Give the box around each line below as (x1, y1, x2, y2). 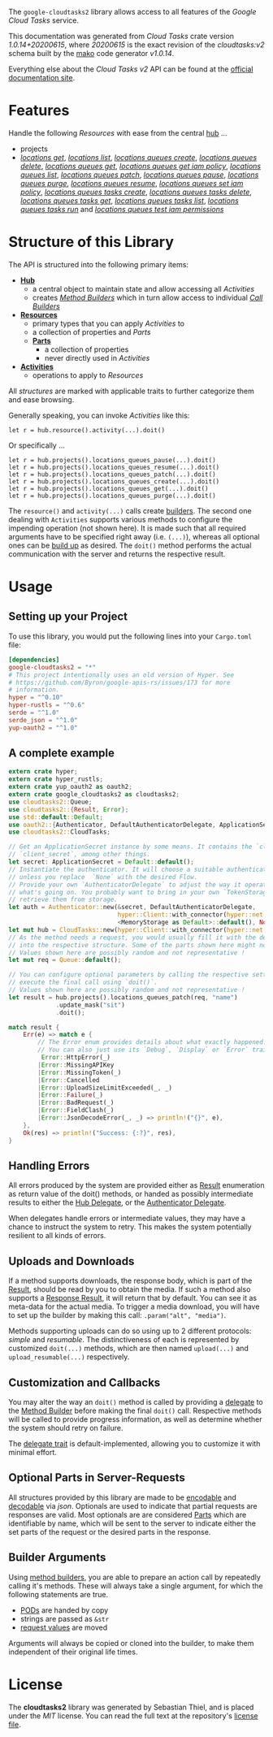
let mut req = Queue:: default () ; (8, 956, 122, 964)
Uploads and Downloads (8, 1254, 135, 1268)
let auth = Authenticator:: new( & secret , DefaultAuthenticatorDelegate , (8, 903, 256, 912)
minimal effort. (8, 1448, 57, 1457)
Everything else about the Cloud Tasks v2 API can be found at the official (8, 64, 253, 74)
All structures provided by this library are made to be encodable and (8, 1492, 237, 1502)
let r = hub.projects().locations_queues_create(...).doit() (8, 477, 220, 486)
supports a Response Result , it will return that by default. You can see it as (8, 1293, 258, 1303)
